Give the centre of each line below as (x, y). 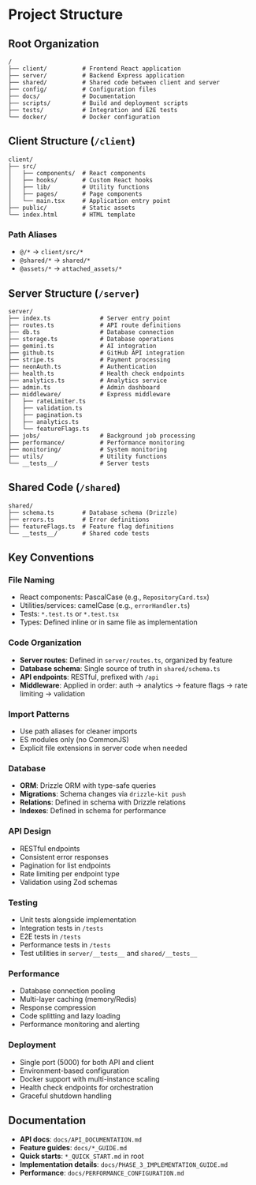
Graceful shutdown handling (65, 1096)
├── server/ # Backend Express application (96, 76)
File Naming (32, 580)
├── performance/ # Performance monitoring (96, 442)
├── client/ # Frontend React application (95, 69)
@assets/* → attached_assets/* (71, 268)
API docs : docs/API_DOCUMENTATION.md (81, 1139)
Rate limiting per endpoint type (69, 873)
